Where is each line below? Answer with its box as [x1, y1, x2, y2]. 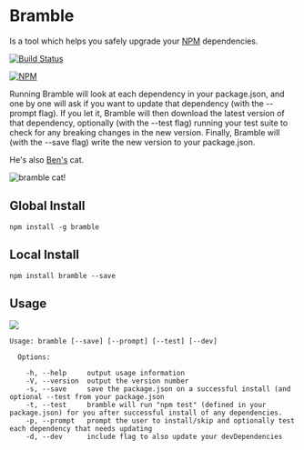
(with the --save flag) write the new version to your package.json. [9, 136, 256, 147]
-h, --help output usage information [25, 369, 185, 378]
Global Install [9, 198, 86, 214]
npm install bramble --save [9, 271, 117, 280]
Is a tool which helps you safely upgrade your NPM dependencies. [9, 35, 258, 46]
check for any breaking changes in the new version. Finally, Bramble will [9, 126, 280, 137]
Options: [17, 353, 51, 362]
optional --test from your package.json [9, 393, 166, 402]
